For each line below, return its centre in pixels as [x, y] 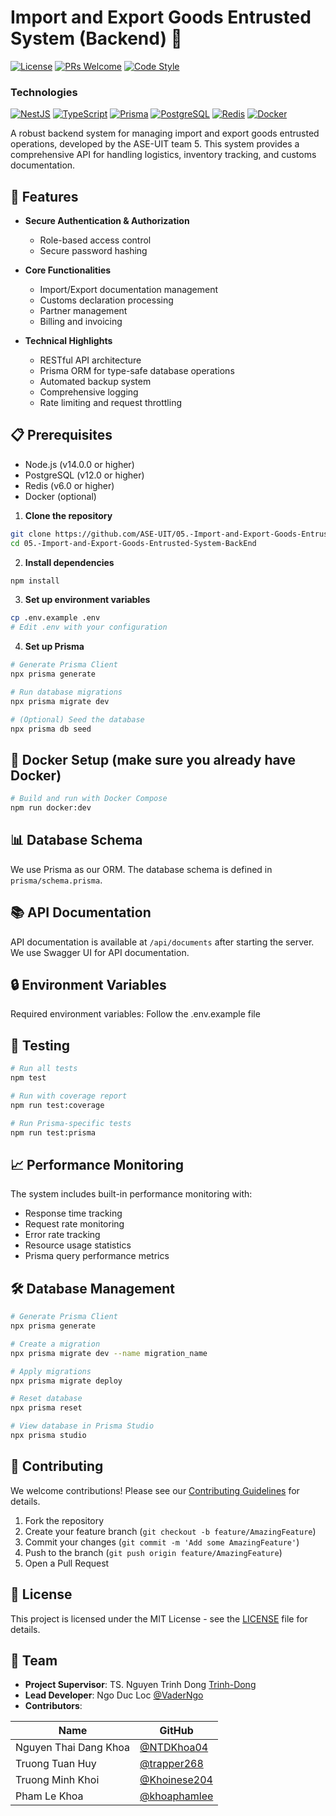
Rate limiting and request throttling [110, 403]
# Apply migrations [51, 1371]
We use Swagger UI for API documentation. [100, 952]
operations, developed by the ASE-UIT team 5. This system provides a [155, 144]
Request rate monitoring [74, 1224]
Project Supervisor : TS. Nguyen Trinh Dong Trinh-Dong [140, 1685]
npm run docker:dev [51, 808]
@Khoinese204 [176, 1780]
